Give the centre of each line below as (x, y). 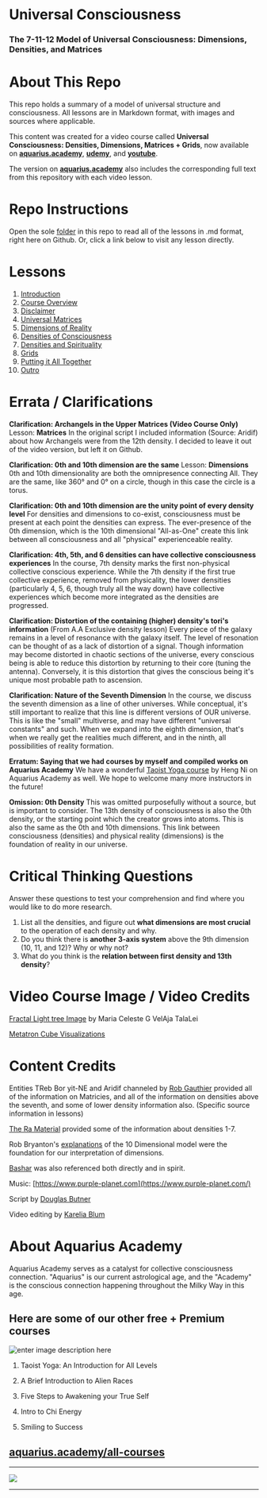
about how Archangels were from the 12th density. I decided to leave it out (130, 441)
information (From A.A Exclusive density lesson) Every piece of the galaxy (131, 629)
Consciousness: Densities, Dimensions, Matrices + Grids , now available (129, 145)
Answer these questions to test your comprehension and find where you (127, 898)
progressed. (29, 605)
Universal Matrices (51, 319)
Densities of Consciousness (66, 336)
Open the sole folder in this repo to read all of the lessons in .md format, (126, 231)
